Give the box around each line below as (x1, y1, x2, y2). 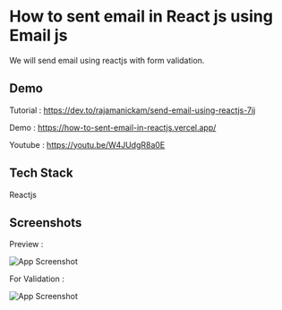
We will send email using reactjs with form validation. (9, 55, 205, 65)
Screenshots (9, 215, 82, 230)
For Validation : (9, 273, 64, 284)
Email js (9, 25, 68, 46)
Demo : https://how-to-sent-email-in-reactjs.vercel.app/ (9, 122, 217, 133)
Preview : (9, 239, 44, 250)
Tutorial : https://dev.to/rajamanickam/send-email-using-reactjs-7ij (9, 105, 256, 116)
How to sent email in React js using (9, 6, 273, 27)
